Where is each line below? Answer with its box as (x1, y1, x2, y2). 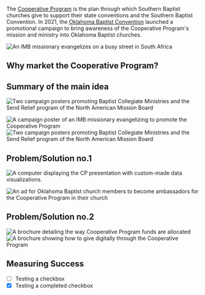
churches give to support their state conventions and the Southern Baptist (6, 12, 193, 19)
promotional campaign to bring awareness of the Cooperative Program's (6, 24, 189, 32)
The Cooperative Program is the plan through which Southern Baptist (6, 5, 181, 12)
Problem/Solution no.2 (6, 212, 95, 222)
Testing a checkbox (15, 275, 65, 282)
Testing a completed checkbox (15, 282, 94, 289)
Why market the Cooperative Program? (6, 60, 159, 71)
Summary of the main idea (6, 81, 109, 92)
